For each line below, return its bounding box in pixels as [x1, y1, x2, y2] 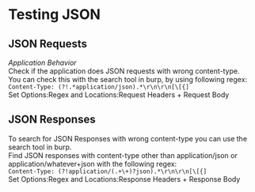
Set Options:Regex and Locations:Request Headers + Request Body [8, 90, 230, 100]
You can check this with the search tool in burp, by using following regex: [8, 75, 248, 84]
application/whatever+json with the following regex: [8, 159, 177, 168]
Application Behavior [8, 58, 77, 67]
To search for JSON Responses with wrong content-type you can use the [8, 134, 248, 143]
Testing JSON [8, 6, 101, 24]
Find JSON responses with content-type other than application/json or [8, 150, 238, 160]
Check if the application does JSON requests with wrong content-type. [8, 66, 240, 76]
